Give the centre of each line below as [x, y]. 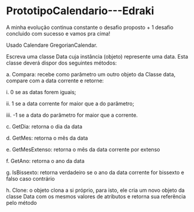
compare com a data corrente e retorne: [55, 81]
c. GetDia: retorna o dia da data [44, 126]
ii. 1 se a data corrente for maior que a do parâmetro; [70, 103]
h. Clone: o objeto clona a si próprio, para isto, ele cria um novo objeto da [96, 190]
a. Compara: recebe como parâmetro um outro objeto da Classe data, [91, 74]
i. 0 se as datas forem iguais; [41, 92]
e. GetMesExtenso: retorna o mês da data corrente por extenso [83, 149]
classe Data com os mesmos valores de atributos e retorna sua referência [96, 196]
